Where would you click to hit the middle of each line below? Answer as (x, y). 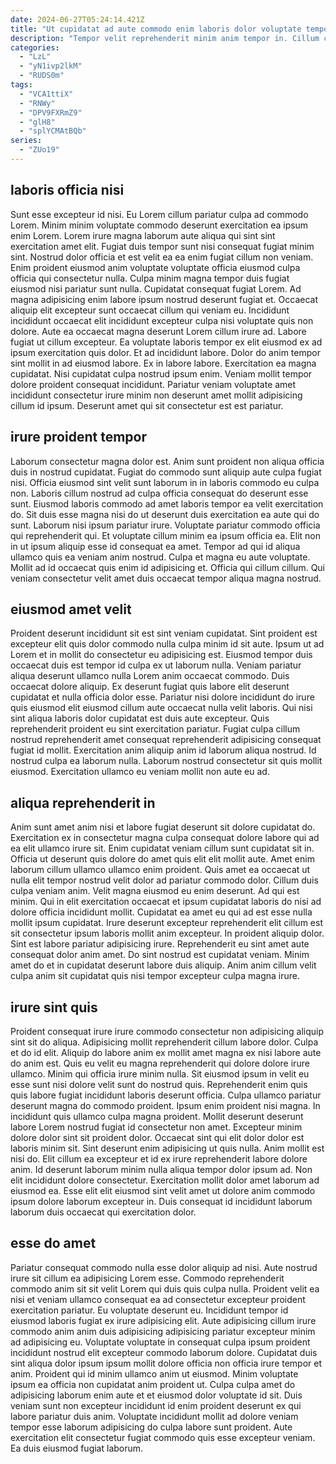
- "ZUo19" (39, 150)
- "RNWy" (37, 103)
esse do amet (53, 1243)
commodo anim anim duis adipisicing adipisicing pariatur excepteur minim (163, 1331)
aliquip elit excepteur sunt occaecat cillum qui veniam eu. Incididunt (150, 310)
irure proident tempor (78, 437)
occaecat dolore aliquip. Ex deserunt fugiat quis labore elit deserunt (150, 687)
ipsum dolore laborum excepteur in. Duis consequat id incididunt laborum (161, 1201)
